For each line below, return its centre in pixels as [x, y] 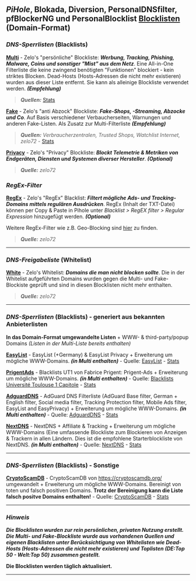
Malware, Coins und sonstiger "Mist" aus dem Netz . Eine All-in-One [90, 63]
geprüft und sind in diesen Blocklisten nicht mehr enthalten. [101, 285]
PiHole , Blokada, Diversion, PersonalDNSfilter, [92, 10]
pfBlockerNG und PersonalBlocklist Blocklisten [93, 19]
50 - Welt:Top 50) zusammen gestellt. [53, 555]
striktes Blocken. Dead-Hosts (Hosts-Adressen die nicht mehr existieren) [94, 76]
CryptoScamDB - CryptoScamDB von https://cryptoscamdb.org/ [84, 478]
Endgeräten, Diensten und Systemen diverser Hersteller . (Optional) [90, 159]
